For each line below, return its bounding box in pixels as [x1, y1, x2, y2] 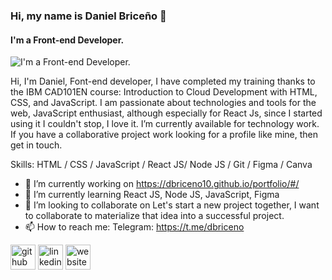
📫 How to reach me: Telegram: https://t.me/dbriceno [24, 221, 245, 233]
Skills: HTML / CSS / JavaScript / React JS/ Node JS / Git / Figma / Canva [10, 159, 313, 171]
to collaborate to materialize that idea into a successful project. [24, 210, 285, 222]
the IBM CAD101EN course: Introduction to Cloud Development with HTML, [10, 86, 318, 98]
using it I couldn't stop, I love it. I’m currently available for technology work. [10, 118, 320, 130]
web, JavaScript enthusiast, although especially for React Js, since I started [10, 107, 323, 119]
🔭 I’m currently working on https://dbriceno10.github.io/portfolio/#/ [24, 178, 300, 190]
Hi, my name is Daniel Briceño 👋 [10, 9, 167, 23]
